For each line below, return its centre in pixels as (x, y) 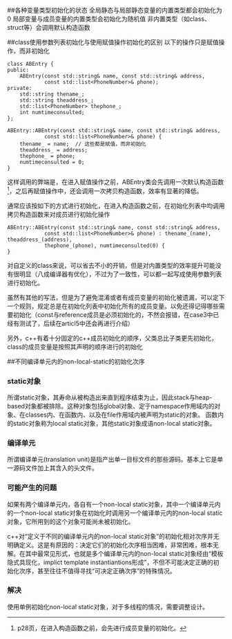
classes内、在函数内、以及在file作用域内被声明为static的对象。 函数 (122, 415)
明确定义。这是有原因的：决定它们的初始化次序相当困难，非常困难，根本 (110, 545)
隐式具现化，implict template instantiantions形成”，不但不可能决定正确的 (110, 562)
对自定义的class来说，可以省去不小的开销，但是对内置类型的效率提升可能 (112, 265)
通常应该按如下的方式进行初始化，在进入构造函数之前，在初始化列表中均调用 (116, 206)
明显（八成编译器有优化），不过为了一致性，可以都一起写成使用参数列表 (120, 274)
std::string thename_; (52, 94)
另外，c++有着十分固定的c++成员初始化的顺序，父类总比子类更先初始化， (113, 338)
